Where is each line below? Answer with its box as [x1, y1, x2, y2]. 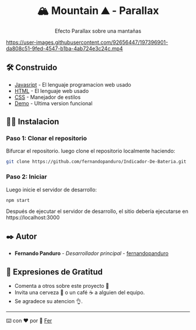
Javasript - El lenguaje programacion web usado [14, 81, 131, 88]
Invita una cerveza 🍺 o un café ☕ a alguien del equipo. [14, 289, 145, 296]
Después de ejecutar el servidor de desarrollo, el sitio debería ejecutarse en [6, 208, 188, 215]
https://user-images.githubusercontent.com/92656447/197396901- [6, 39, 169, 46]
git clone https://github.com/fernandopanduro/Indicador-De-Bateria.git [6, 159, 187, 165]
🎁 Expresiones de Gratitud [6, 267, 103, 277]
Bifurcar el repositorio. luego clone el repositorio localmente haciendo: [6, 147, 176, 154]
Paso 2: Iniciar [6, 173, 48, 181]
